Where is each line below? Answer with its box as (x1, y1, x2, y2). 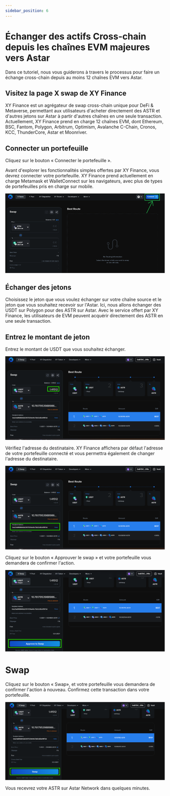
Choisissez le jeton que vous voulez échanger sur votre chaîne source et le (5, 296, 162, 302)
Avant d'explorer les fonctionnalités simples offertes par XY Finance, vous (5, 167, 159, 173)
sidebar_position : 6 (5, 8, 49, 13)
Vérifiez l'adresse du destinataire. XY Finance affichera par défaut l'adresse (5, 445, 163, 451)
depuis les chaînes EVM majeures (5, 41, 150, 53)
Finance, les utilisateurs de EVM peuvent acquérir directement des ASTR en (5, 313, 163, 319)
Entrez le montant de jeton (5, 332, 90, 342)
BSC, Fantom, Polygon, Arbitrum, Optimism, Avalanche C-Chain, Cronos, (5, 124, 157, 130)
